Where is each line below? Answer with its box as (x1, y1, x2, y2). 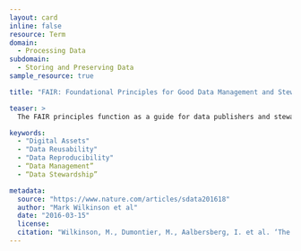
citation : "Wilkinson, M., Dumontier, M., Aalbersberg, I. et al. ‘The (17, 228, 291, 238)
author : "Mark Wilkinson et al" (17, 203, 139, 212)
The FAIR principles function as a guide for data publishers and (17, 112, 271, 121)
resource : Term (9, 30, 66, 39)
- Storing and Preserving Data (17, 64, 134, 73)
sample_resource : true (9, 72, 94, 81)
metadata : (9, 186, 47, 195)
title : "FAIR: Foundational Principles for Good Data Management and (9, 87, 275, 97)
